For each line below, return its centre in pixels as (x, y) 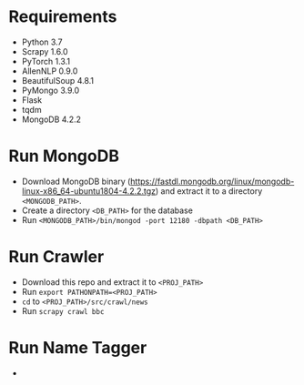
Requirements (63, 17)
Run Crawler (56, 257)
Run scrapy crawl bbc (63, 310)
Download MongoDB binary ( (76, 181)
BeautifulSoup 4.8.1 (58, 80)
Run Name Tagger (78, 348)
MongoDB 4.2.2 (51, 119)
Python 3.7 (42, 42)
